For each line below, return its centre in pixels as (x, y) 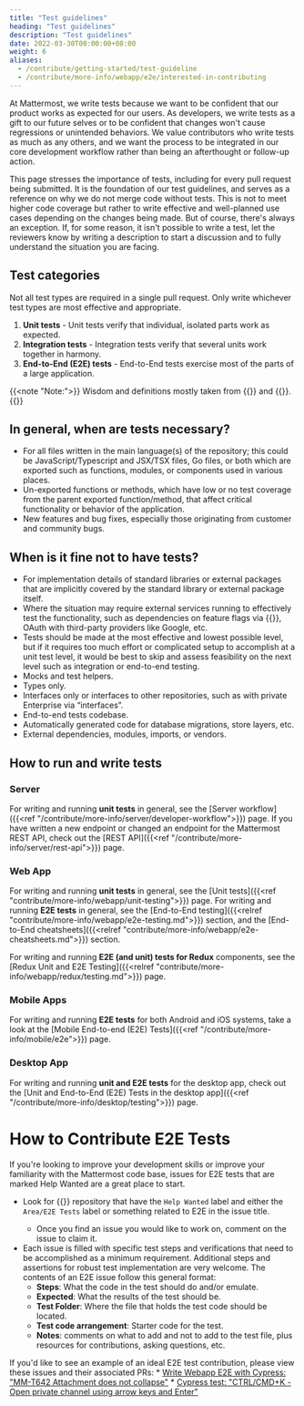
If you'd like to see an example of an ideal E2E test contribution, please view (152, 1362)
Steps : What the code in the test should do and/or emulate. (147, 1287)
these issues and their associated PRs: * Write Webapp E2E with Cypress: (148, 1372)
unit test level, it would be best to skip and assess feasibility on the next (157, 656)
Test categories (55, 276)
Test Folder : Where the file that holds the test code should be (152, 1306)
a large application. (59, 373)
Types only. (44, 686)
